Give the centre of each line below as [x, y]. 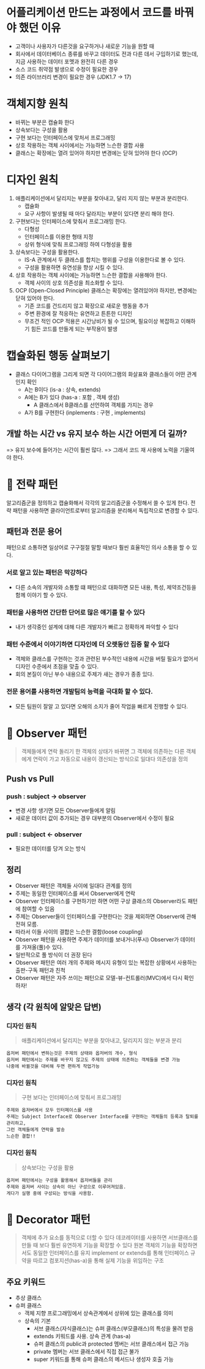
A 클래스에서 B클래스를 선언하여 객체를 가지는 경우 [94, 405]
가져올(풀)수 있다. [43, 947]
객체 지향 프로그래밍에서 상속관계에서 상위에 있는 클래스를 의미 [99, 1313]
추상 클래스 [28, 1298]
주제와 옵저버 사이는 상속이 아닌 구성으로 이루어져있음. [66, 1187]
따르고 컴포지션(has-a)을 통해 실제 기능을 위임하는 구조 [98, 1261]
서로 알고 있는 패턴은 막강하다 [47, 573]
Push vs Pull [30, 779]
